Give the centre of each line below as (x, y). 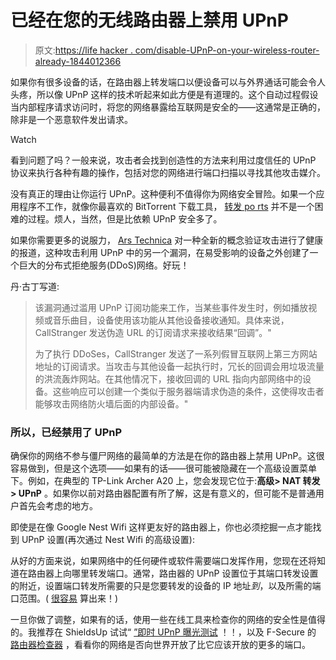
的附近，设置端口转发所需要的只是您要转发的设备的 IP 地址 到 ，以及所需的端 (166, 586)
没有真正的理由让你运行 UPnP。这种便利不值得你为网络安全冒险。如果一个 (163, 193)
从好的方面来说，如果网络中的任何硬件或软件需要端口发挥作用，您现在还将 (163, 561)
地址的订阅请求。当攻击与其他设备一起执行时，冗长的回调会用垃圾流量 (179, 366)
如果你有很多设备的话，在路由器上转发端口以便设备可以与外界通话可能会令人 (168, 82)
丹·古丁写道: (35, 286)
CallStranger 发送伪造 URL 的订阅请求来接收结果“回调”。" (153, 332)
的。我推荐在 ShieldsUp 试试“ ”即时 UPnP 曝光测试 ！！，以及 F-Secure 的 (163, 632)
